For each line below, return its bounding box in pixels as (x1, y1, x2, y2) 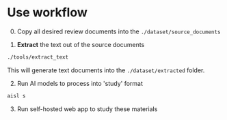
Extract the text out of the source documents (16, 40, 145, 48)
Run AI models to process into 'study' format (16, 79, 144, 87)
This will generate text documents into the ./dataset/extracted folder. (7, 66, 205, 74)
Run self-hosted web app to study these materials (16, 104, 158, 113)
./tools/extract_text (7, 53, 69, 61)
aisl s (7, 92, 26, 100)
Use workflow (7, 5, 88, 20)
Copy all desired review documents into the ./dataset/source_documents (16, 27, 221, 35)
